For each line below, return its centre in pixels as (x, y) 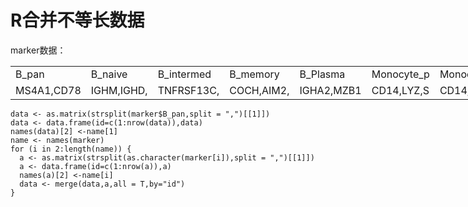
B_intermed (184, 74)
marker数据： (38, 50)
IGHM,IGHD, (119, 90)
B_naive (109, 74)
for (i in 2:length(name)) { (71, 149)
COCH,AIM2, (259, 90)
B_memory (254, 74)
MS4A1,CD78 (48, 90)
